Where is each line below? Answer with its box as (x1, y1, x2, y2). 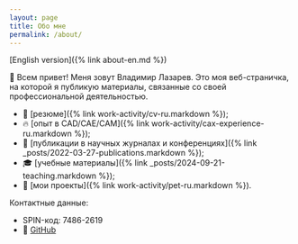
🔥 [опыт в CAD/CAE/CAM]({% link (22, 118, 150, 129)
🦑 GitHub (22, 224, 57, 235)
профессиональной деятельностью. (9, 91, 149, 102)
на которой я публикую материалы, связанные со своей (9, 82, 227, 93)
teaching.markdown (22, 170, 97, 181)
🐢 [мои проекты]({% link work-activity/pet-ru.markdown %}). (22, 180, 252, 191)
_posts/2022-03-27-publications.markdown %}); (22, 148, 204, 158)
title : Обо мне (9, 22, 67, 31)
